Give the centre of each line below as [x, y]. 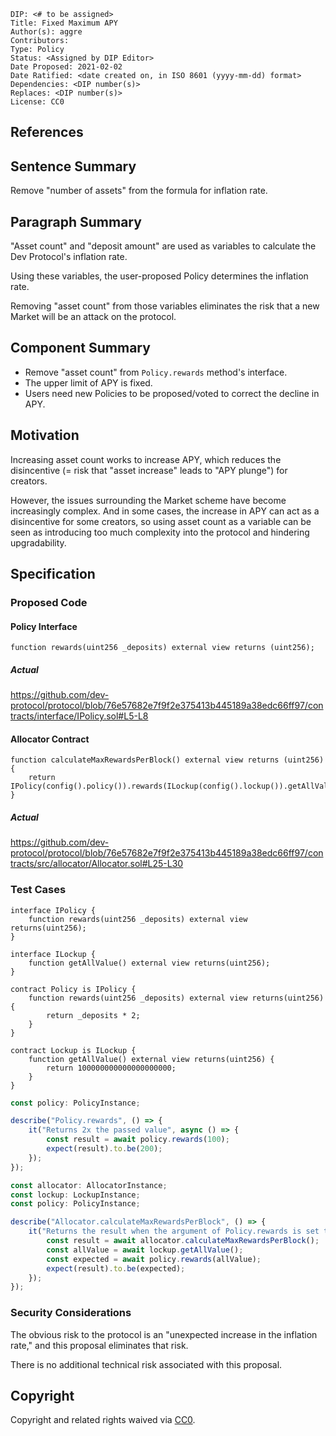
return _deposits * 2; [93, 1015]
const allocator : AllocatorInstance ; [89, 1185]
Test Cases [38, 890]
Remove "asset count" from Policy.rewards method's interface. [156, 372]
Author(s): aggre [46, 32]
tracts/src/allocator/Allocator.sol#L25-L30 [97, 864]
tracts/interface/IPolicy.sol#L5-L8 [79, 716]
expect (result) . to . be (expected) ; [116, 1268]
